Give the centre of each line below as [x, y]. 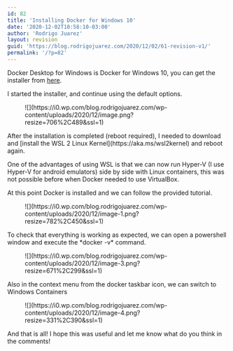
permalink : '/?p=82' [37, 53]
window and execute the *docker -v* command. [77, 242]
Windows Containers [37, 291]
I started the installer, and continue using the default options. [95, 94]
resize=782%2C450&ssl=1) [64, 221]
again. [16, 151]
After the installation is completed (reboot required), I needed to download [114, 136]
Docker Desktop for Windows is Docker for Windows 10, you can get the [111, 73]
